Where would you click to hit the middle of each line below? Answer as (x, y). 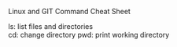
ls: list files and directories (50, 26)
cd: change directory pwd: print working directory (89, 35)
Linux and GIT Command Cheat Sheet (70, 11)
